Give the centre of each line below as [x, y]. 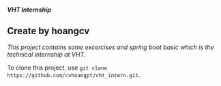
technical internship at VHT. [46, 55]
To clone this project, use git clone [57, 68]
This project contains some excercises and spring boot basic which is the [110, 47]
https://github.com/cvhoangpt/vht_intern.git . [74, 75]
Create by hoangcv [48, 31]
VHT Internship [29, 10]
